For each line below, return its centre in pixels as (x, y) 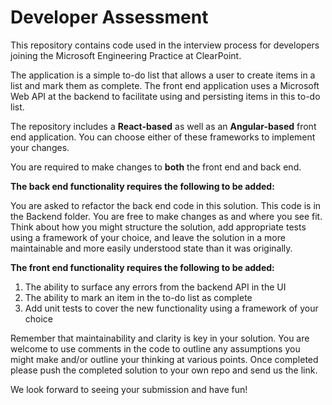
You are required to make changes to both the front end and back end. (156, 167)
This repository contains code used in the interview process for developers (165, 45)
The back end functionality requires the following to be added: (142, 186)
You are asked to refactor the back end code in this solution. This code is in (166, 205)
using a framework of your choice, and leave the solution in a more (148, 237)
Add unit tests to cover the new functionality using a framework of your (171, 308)
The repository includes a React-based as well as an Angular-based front (163, 126)
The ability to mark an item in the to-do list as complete (138, 297)
